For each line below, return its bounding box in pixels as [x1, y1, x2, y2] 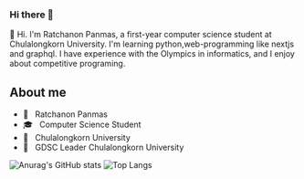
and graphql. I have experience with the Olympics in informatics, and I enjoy [9, 48, 295, 59]
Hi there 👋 [9, 8, 55, 21]
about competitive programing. [9, 58, 126, 69]
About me [9, 84, 67, 100]
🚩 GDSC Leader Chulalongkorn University [22, 142, 184, 153]
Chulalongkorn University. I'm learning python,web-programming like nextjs [9, 38, 295, 49]
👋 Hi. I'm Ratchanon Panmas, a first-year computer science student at [9, 29, 272, 40]
